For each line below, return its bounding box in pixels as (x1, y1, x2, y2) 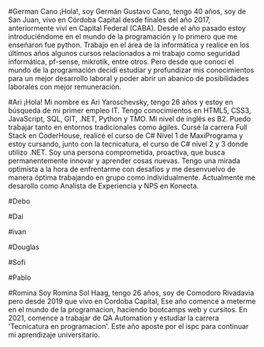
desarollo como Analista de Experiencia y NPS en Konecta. (8, 181, 199, 190)
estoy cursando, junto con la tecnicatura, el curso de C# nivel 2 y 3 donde (8, 140, 248, 148)
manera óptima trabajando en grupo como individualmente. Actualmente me (8, 173, 256, 182)
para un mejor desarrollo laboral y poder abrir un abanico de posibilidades (8, 74, 250, 83)
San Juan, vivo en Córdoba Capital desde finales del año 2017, (8, 15, 211, 24)
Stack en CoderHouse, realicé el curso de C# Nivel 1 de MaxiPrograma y (8, 131, 244, 140)
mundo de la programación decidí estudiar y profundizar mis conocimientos (8, 65, 255, 74)
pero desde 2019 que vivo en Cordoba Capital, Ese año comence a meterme (8, 297, 256, 306)
